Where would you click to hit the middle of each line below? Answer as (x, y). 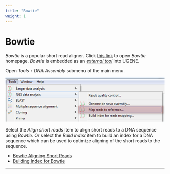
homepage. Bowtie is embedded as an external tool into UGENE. (72, 61)
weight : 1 (16, 16)
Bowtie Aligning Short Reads (42, 156)
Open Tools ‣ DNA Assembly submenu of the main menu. (65, 71)
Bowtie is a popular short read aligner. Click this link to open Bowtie (75, 56)
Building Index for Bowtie (39, 161)
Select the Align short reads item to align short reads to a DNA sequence (81, 129)
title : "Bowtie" (22, 11)
